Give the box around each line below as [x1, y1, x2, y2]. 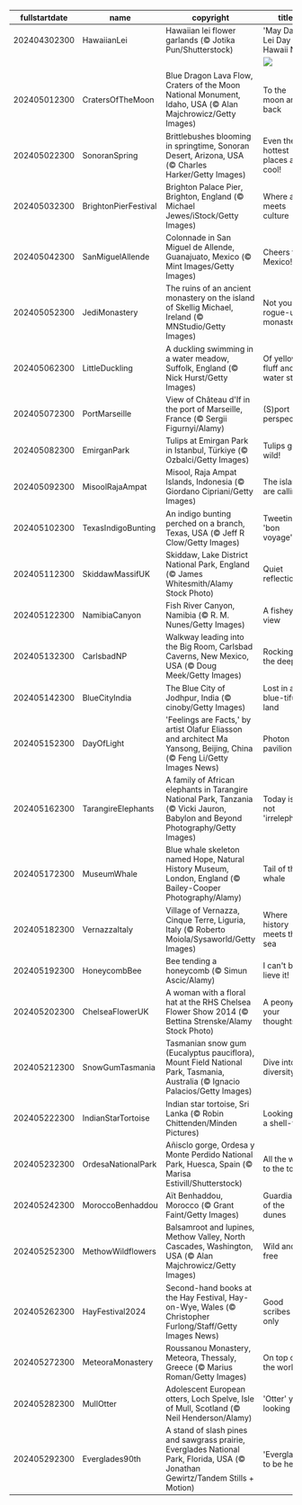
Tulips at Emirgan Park [165, 436, 249, 446]
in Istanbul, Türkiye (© [165, 445, 249, 455]
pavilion [262, 743, 292, 753]
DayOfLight [82, 738, 125, 749]
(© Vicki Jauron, [165, 803, 226, 814]
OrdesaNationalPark [82, 1158, 157, 1169]
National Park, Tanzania [165, 794, 253, 804]
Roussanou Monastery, [165, 1342, 252, 1353]
